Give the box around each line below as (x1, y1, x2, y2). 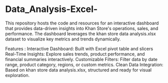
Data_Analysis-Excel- (5, 3, 98, 15)
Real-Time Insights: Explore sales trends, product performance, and (5, 51, 145, 57)
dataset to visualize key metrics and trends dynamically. (5, 36, 121, 42)
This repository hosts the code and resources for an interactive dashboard (5, 20, 159, 26)
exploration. (5, 72, 30, 78)
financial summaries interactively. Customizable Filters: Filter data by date (5, 56, 158, 62)
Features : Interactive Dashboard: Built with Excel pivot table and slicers (5, 45, 153, 51)
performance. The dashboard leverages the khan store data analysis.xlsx (5, 30, 156, 36)
